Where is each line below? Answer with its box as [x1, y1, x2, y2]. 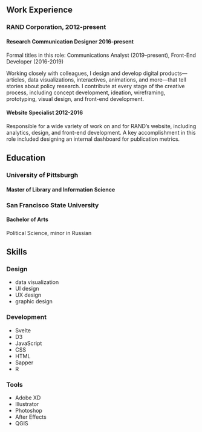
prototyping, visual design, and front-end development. [6, 95, 144, 102]
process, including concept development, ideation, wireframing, [6, 89, 166, 96]
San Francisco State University [6, 201, 99, 209]
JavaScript [15, 340, 42, 347]
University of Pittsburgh [6, 171, 79, 179]
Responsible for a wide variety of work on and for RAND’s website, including [6, 122, 197, 129]
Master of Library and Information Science [6, 185, 116, 193]
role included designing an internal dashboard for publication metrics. [6, 135, 180, 143]
